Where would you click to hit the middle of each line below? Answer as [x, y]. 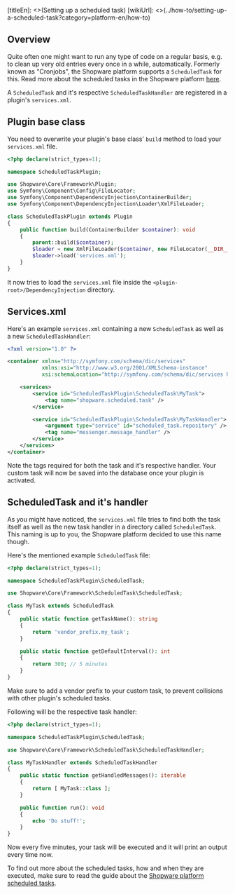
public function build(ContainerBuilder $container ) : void [108, 230]
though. [19, 541]
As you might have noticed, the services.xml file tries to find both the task [114, 519]
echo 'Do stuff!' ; [59, 821]
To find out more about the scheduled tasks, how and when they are [106, 868]
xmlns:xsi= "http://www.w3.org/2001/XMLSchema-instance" [125, 368]
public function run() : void [62, 808]
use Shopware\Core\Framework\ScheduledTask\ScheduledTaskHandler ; [106, 750]
